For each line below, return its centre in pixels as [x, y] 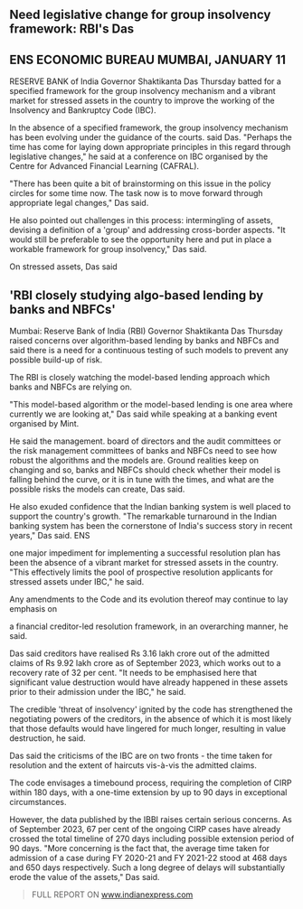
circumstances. [38, 802]
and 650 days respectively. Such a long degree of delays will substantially [147, 867]
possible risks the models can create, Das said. [97, 489]
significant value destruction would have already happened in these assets [149, 682]
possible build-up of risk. [56, 360]
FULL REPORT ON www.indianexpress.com [112, 895]
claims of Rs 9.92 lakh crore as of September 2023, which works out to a [145, 663]
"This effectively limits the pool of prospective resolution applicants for [141, 572]
